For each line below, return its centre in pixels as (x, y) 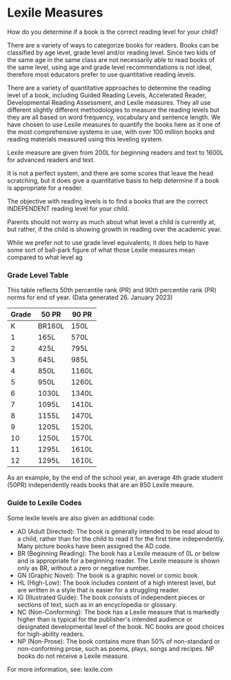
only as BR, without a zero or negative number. (83, 568)
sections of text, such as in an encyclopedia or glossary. (97, 604)
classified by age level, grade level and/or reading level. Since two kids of (111, 52)
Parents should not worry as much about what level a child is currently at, (111, 221)
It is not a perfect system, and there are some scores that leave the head (110, 173)
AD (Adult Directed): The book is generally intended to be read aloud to (118, 531)
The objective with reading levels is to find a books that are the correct (108, 201)
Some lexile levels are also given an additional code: (81, 518)
